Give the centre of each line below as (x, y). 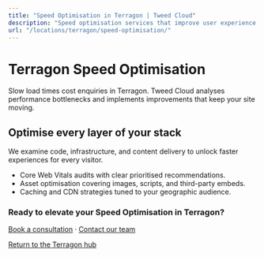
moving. (21, 108)
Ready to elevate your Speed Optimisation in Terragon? (117, 212)
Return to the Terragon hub (53, 244)
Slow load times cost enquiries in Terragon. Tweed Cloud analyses (117, 91)
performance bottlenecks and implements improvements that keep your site (132, 99)
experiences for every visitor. (56, 160)
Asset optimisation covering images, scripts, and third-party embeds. (132, 184)
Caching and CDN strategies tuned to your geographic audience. (125, 192)
